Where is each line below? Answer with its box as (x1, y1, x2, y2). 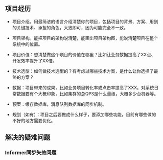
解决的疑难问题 (5, 134, 50, 142)
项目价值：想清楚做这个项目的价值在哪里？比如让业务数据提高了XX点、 (12, 51, 156, 57)
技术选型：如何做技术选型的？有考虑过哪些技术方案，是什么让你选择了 (12, 68, 154, 74)
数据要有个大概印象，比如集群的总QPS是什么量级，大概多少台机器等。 (16, 91, 159, 96)
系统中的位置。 (12, 41, 43, 47)
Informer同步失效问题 (5, 149, 57, 156)
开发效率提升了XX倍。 (12, 58, 57, 64)
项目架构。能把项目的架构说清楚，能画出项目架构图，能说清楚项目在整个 (12, 35, 158, 41)
